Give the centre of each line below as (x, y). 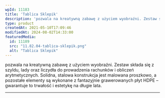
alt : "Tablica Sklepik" (34, 50)
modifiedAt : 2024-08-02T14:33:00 (39, 32)
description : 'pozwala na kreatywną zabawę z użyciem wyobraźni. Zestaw (81, 19)
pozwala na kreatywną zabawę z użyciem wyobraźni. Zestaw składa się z (80, 65)
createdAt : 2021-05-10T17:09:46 (38, 28)
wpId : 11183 (17, 10)
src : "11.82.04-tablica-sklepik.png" (48, 46)
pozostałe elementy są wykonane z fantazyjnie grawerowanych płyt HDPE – (82, 80)
